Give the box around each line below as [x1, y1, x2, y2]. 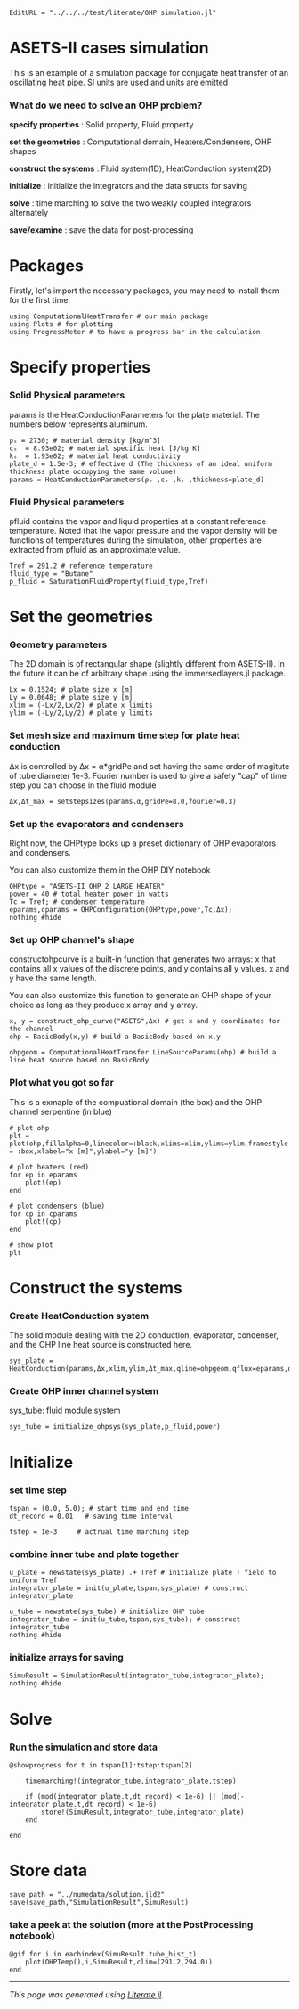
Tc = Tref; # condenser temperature [9, 898, 145, 906]
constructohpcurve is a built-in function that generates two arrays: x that [9, 954, 276, 964]
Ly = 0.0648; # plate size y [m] [9, 693, 133, 702]
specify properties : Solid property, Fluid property [9, 119, 194, 130]
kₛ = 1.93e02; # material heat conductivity [9, 451, 181, 461]
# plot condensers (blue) [9, 1201, 105, 1210]
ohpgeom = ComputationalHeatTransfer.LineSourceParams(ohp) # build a [9, 1048, 277, 1057]
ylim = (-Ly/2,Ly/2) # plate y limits [9, 709, 153, 717]
